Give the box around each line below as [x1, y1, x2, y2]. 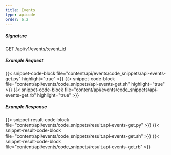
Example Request [5, 57, 44, 63]
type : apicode [5, 12, 36, 17]
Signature [5, 33, 27, 39]
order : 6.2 [5, 17, 29, 22]
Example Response [5, 103, 47, 110]
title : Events [5, 7, 36, 13]
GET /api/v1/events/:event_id [5, 46, 66, 52]
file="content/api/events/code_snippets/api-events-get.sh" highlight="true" [5, 81, 165, 87]
